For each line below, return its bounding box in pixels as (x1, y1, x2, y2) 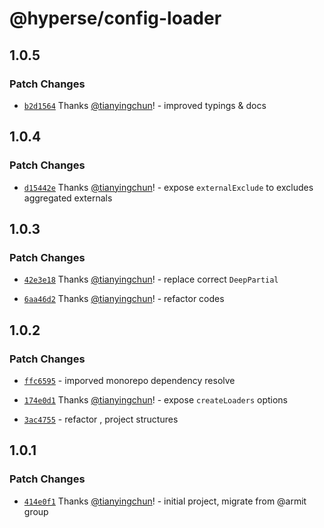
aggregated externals (23, 192, 113, 204)
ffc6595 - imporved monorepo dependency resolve (23, 374, 236, 386)
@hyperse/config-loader (9, 7, 222, 30)
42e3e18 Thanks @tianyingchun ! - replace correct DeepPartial (23, 273, 279, 286)
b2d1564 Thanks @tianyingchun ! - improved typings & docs (23, 99, 267, 111)
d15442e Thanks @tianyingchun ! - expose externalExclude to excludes (23, 181, 314, 193)
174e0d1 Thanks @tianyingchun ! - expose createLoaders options (23, 393, 289, 406)
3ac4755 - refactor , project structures (23, 413, 179, 425)
